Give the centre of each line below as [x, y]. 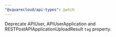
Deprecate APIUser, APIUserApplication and [50, 24]
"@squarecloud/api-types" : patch [40, 10]
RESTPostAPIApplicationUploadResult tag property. [58, 29]
